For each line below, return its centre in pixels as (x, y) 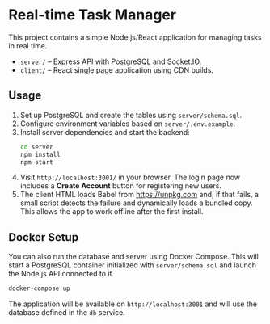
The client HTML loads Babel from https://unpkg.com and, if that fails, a (139, 195)
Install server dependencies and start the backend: (105, 132)
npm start (37, 162)
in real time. (28, 45)
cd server (37, 147)
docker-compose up (39, 288)
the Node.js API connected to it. (61, 274)
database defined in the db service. (67, 313)
